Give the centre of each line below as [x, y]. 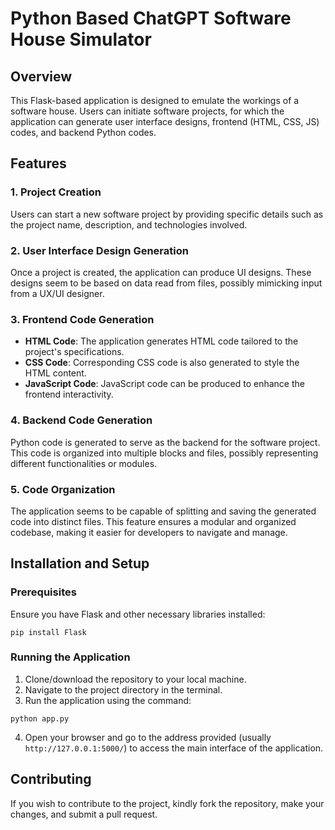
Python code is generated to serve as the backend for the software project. [165, 442]
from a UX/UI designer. [57, 293]
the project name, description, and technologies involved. [129, 224]
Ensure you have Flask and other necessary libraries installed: [138, 614]
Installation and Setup [80, 563]
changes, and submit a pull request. [84, 814]
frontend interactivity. [69, 394]
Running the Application [70, 657]
